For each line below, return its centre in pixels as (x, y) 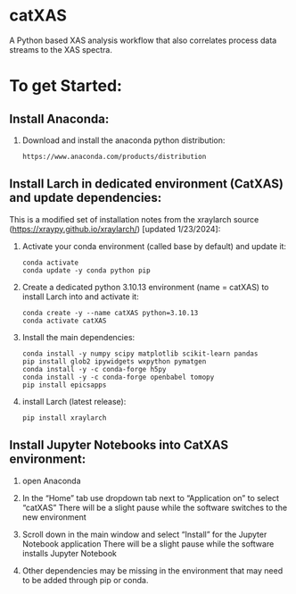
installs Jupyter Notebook (70, 553)
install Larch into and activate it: (81, 297)
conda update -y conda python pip (86, 270)
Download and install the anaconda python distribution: (123, 140)
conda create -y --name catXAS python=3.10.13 (110, 313)
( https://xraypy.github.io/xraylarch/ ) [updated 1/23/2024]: (115, 229)
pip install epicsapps (64, 385)
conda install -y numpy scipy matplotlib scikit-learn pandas (140, 354)
